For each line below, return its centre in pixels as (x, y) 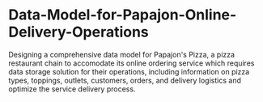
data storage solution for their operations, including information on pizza (129, 71)
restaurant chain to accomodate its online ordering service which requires (131, 63)
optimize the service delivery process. (72, 89)
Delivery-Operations (79, 32)
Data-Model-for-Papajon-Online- (123, 15)
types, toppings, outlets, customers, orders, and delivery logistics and (125, 80)
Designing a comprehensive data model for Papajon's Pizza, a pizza (122, 54)
